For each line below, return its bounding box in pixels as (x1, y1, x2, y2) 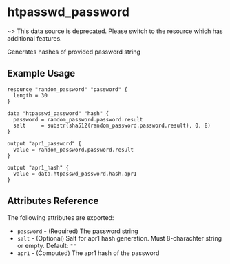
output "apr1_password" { (7, 140, 81, 147)
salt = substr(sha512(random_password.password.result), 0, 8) (13, 122, 211, 129)
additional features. (7, 34, 62, 42)
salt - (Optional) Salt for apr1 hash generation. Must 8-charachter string (17, 234, 222, 242)
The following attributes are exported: (7, 213, 114, 221)
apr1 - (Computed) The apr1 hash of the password (17, 249, 160, 257)
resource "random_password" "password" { (7, 85, 128, 93)
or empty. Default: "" (17, 241, 77, 250)
